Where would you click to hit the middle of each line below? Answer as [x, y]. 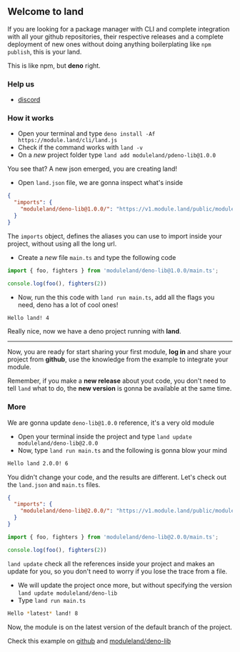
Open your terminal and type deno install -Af [86, 134]
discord [29, 100]
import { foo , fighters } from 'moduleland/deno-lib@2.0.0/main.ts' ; [113, 537]
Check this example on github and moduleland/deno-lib [89, 641]
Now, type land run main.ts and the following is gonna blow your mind [122, 450]
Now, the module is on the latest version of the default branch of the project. [120, 627]
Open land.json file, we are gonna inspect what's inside [100, 183]
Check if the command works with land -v [80, 147]
